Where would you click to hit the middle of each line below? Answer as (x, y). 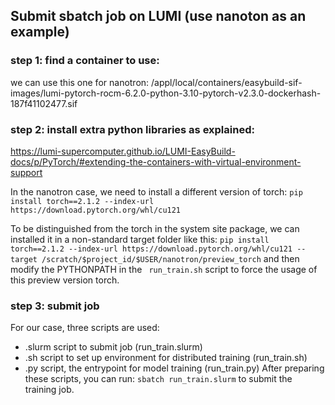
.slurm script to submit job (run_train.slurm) (113, 347)
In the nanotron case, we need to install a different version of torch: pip (156, 191)
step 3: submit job (55, 306)
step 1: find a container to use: (85, 61)
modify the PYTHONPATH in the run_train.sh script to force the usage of (164, 269)
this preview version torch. (65, 280)
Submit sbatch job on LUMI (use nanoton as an (158, 16)
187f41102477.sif (44, 103)
